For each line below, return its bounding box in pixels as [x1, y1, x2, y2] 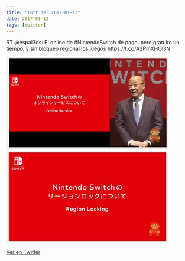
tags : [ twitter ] [6, 22, 46, 28]
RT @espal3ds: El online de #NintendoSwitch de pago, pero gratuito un [6, 39, 180, 46]
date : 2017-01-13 [6, 15, 49, 22]
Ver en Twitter [6, 249, 41, 256]
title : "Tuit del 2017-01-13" [6, 9, 81, 15]
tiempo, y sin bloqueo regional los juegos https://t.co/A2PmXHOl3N [6, 45, 171, 53]
